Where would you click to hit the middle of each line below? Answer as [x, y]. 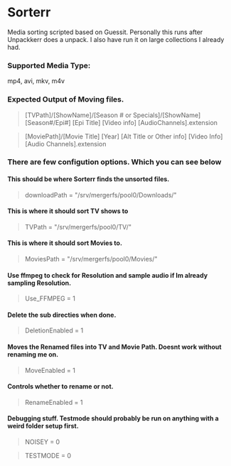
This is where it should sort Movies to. [65, 243]
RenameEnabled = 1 [54, 402]
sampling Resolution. [39, 283]
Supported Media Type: [49, 65]
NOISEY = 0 [42, 442]
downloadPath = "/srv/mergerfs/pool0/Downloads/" [101, 195]
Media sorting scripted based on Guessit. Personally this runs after [105, 32]
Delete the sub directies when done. [62, 315]
